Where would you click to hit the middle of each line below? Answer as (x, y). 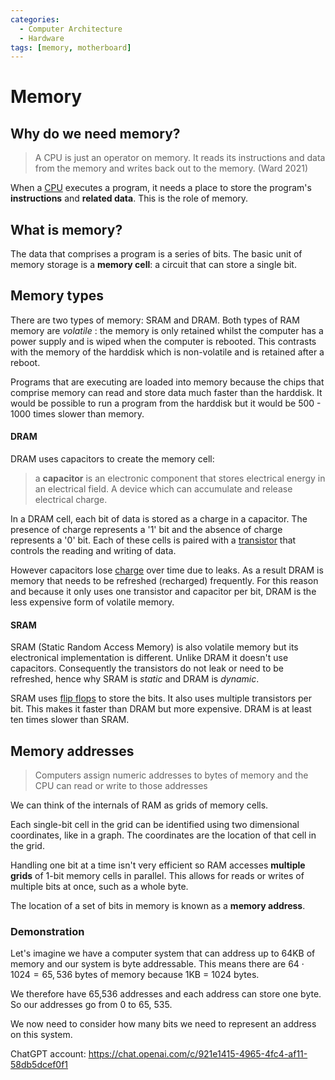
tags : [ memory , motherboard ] (71, 47)
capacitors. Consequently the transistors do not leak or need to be (147, 668)
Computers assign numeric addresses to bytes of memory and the (171, 775)
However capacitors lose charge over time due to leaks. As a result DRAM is (167, 570)
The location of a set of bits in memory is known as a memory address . (158, 906)
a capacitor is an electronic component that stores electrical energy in (180, 478)
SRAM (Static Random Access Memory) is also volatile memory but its (154, 647)
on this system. (41, 1035)
